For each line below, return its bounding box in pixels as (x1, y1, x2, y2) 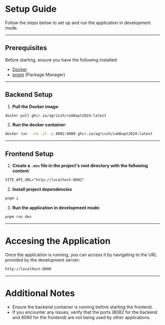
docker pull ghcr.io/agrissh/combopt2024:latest (5, 113, 107, 118)
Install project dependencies (12, 186, 72, 192)
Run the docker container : (12, 122, 67, 128)
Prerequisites (5, 44, 47, 52)
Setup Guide (5, 3, 57, 15)
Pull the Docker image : (12, 103, 60, 109)
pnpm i (5, 196, 19, 201)
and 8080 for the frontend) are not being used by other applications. (12, 314, 151, 320)
